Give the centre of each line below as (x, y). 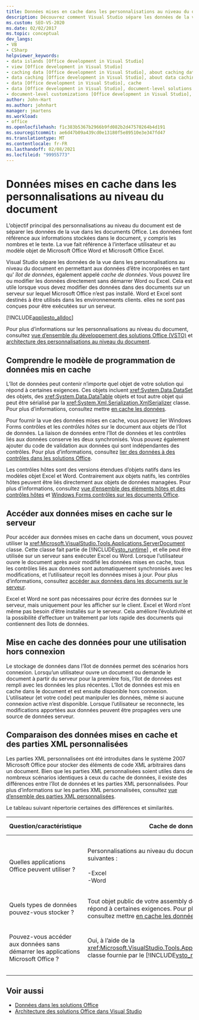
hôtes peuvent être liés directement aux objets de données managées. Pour (99, 482)
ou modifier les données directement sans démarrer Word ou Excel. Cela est (99, 281)
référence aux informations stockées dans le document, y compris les (91, 238)
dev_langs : (20, 39)
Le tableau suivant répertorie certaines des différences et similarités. (90, 807)
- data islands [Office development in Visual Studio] (75, 61)
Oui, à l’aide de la (111, 940)
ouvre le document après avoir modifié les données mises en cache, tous (95, 562)
